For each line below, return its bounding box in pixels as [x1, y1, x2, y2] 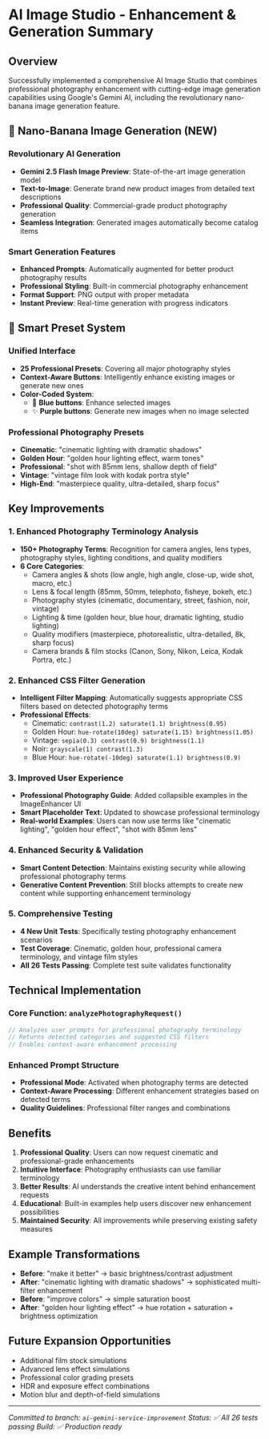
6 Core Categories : [19, 561, 85, 571]
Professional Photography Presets [8, 427, 145, 438]
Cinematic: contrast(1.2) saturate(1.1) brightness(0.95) [31, 718, 227, 728]
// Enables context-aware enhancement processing [8, 1040, 178, 1049]
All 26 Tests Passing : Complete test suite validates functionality [19, 960, 232, 970]
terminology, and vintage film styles [19, 952, 139, 961]
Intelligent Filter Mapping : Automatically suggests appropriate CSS [19, 692, 243, 702]
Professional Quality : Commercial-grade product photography [19, 200, 228, 210]
